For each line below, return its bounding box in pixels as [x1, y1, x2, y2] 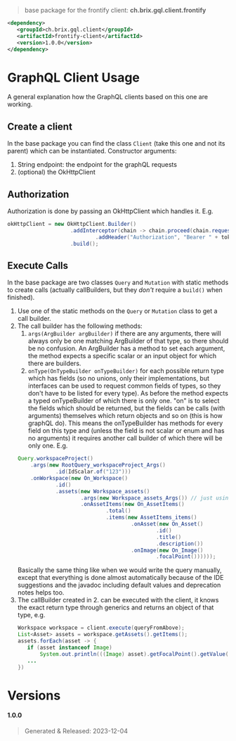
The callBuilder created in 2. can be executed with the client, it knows [17, 596, 219, 604]
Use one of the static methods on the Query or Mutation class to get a [17, 307, 218, 315]
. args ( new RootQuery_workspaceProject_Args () [30, 462, 166, 469]
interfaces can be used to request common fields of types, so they [27, 381, 221, 390]
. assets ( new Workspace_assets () [55, 488, 150, 495]
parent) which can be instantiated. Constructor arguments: [7, 147, 177, 156]
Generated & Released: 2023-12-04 [24, 726, 129, 735]
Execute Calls [7, 260, 69, 272]
